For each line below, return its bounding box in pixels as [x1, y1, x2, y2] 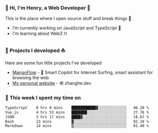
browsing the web [12, 75, 49, 80]
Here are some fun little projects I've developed [5, 60, 102, 66]
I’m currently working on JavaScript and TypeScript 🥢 [12, 25, 121, 31]
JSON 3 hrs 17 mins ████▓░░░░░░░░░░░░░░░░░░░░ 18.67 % [5, 114, 149, 119]
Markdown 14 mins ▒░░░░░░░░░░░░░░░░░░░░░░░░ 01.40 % [5, 124, 149, 129]
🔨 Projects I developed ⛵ [5, 47, 66, 54]
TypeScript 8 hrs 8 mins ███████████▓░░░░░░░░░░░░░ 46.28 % [5, 105, 149, 110]
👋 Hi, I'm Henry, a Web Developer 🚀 [5, 4, 90, 11]
